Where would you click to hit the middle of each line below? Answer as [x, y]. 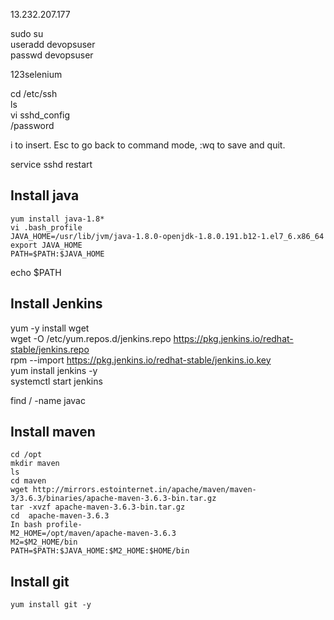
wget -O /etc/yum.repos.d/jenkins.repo [91, 338]
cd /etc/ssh [34, 93]
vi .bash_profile [46, 227]
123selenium [36, 74]
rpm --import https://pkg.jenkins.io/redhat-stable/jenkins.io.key [141, 360]
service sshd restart [51, 164]
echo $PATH [36, 272]
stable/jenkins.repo [50, 349]
